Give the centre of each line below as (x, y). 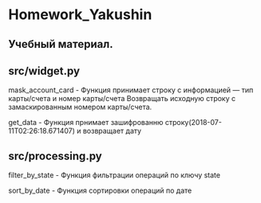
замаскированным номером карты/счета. (80, 107)
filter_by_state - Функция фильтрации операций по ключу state (115, 175)
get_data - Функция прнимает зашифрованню (86, 123)
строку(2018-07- (193, 123)
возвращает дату (112, 131)
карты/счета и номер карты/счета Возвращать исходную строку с (122, 99)
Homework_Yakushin (80, 15)
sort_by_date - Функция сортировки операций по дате (100, 191)
